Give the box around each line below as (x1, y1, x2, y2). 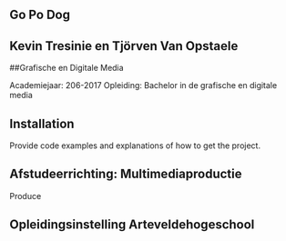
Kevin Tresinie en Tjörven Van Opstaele (9, 38, 239, 54)
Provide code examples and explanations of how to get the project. (9, 140, 261, 151)
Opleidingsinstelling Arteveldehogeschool (9, 217, 255, 233)
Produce (9, 190, 42, 201)
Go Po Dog (9, 7, 71, 23)
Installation (9, 115, 75, 131)
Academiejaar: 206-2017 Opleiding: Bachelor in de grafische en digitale (9, 80, 278, 91)
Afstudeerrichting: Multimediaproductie (9, 166, 242, 182)
